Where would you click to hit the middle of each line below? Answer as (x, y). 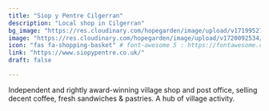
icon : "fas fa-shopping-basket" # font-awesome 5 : (96, 46)
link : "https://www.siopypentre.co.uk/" (77, 53)
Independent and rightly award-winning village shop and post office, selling (133, 89)
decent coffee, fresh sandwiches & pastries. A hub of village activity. (122, 98)
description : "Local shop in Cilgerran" (77, 23)
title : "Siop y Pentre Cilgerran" (66, 16)
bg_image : (25, 30)
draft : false (30, 61)
